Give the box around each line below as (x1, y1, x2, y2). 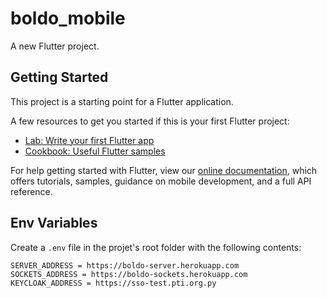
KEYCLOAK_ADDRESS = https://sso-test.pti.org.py (10, 278, 217, 288)
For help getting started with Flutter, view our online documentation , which (10, 164, 318, 176)
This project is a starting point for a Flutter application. (10, 95, 234, 107)
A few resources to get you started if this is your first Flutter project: (10, 115, 290, 127)
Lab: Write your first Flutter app (24, 134, 155, 146)
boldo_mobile (10, 7, 126, 30)
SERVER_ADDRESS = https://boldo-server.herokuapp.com (10, 260, 240, 271)
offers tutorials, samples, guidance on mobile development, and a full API (10, 175, 312, 187)
